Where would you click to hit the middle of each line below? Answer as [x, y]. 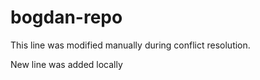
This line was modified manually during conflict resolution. [130, 45]
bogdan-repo [66, 17]
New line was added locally [66, 64]
